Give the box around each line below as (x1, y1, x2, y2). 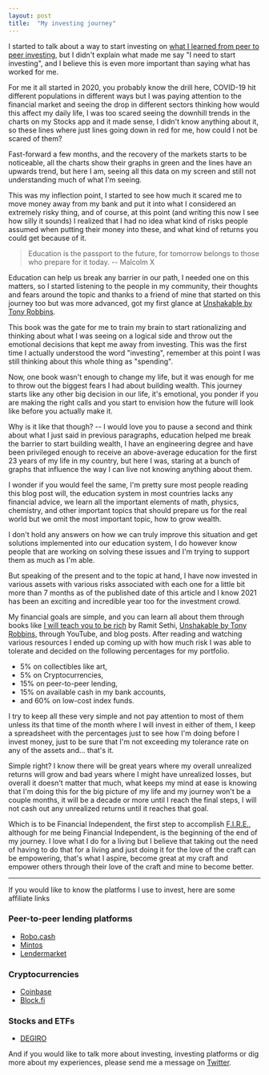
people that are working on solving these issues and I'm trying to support (8, 547, 250, 556)
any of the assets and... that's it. (8, 745, 114, 755)
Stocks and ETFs (8, 1016, 75, 1027)
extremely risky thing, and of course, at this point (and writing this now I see (8, 207, 259, 217)
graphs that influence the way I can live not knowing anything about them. (8, 464, 253, 474)
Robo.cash (19, 931, 56, 941)
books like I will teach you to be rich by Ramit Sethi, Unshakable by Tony (8, 620, 247, 630)
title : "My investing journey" (8, 19, 116, 27)
